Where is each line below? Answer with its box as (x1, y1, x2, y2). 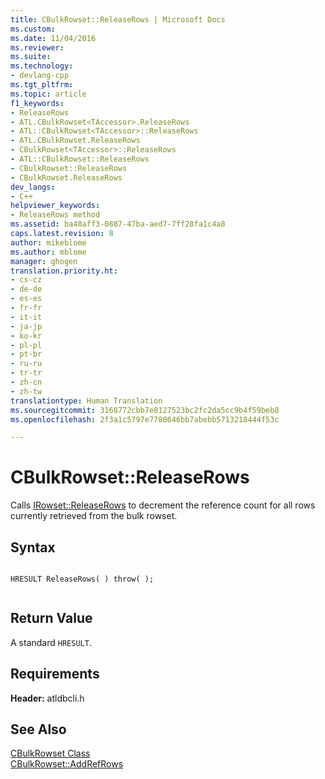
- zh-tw (10, 386, 43, 396)
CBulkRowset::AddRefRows (10, 758, 124, 770)
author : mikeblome (10, 237, 87, 248)
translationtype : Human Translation (10, 396, 163, 406)
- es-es (10, 294, 43, 304)
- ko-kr (10, 331, 43, 341)
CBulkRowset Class (10, 747, 91, 760)
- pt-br (10, 349, 43, 360)
